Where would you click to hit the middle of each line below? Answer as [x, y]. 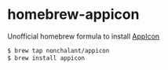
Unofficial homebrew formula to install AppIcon [84, 36]
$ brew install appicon [46, 58]
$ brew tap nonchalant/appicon [58, 50]
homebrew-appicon [73, 15]
